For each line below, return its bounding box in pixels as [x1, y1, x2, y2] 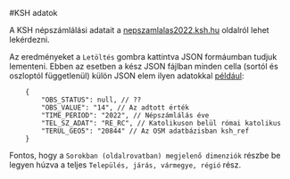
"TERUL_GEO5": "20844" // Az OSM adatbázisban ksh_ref [41, 126, 250, 135]
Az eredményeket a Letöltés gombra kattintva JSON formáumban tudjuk [9, 52, 278, 61]
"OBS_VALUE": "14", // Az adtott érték [41, 103, 190, 112]
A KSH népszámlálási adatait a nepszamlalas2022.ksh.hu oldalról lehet [9, 25, 269, 35]
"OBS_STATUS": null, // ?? [41, 95, 142, 104]
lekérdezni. [9, 35, 51, 45]
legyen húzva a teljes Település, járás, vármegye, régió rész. [9, 159, 242, 170]
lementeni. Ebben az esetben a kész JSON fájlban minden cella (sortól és [9, 61, 278, 71]
